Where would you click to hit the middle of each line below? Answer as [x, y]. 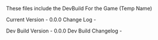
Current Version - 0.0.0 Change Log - [51, 19]
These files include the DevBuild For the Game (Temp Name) [79, 8]
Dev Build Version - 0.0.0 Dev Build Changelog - [64, 31]
